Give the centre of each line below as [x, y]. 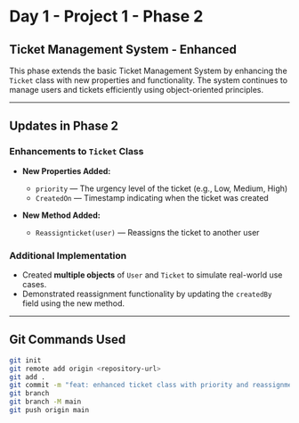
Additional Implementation [68, 255]
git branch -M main [45, 402]
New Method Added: [61, 215]
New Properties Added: [66, 170]
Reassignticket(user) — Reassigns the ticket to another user [147, 232]
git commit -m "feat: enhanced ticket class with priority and [129, 386]
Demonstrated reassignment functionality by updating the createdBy [147, 294]
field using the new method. [73, 303]
